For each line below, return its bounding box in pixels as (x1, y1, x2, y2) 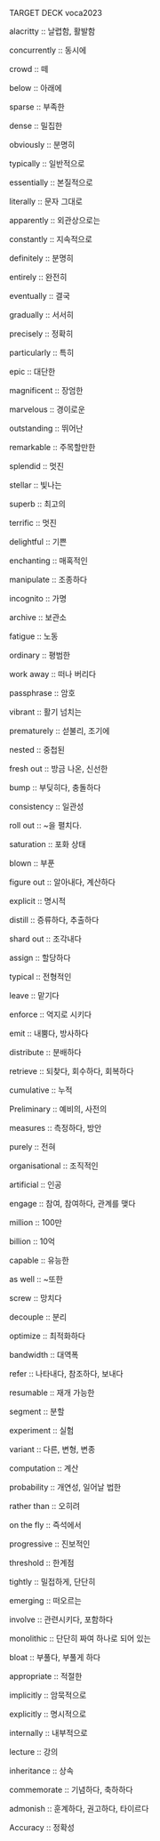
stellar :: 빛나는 (9, 480, 62, 490)
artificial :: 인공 (9, 1179, 62, 1190)
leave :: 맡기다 (9, 990, 60, 1000)
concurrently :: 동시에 (9, 44, 87, 55)
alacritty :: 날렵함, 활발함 (9, 26, 96, 36)
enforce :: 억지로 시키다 (9, 1009, 92, 1020)
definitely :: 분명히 (9, 253, 74, 263)
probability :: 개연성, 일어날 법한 (9, 1482, 122, 1492)
